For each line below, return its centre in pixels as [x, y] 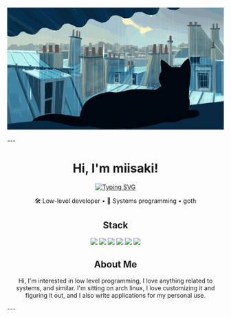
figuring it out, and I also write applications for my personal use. [115, 296]
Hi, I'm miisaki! [115, 168]
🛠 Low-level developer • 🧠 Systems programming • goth [115, 201]
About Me [115, 264]
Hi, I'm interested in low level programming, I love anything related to [115, 281]
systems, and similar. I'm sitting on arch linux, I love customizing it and [115, 288]
